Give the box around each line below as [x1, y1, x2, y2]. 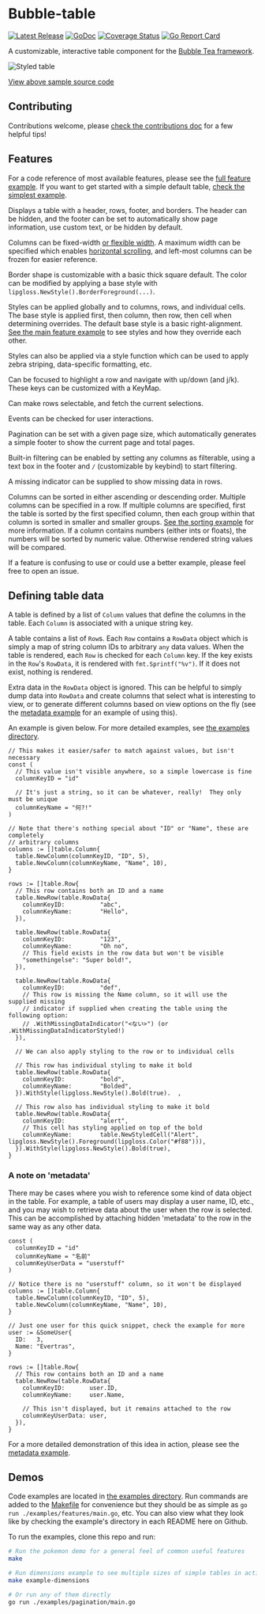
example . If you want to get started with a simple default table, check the [8, 181, 245, 191]
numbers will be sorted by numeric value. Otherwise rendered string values [8, 534, 253, 543]
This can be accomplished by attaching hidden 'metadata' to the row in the [8, 1213, 252, 1223]
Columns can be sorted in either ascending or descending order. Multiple [8, 492, 246, 501]
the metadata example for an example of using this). [8, 708, 177, 717]
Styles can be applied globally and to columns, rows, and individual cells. [8, 302, 246, 311]
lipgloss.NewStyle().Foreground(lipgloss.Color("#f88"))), [8, 1137, 207, 1146]
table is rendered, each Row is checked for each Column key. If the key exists [8, 651, 253, 660]
